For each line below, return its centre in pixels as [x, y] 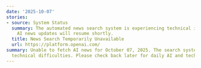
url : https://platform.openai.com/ [56, 45]
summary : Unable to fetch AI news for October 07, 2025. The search [93, 50]
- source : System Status [37, 22]
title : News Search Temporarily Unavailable [68, 39]
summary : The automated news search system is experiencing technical [101, 28]
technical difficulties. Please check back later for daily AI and [98, 56]
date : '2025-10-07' [31, 12]
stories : [17, 17]
